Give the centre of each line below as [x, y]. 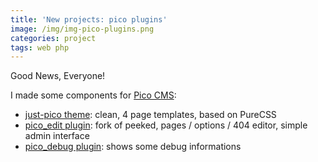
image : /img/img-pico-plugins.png [82, 29]
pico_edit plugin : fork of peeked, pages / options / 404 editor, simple [166, 125]
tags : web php [40, 47]
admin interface [57, 136]
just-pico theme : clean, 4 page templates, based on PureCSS [150, 115]
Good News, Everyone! [58, 76]
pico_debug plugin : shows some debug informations [133, 147]
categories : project [53, 38]
